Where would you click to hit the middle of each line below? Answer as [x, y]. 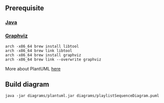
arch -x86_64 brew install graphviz [43, 55]
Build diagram [27, 84]
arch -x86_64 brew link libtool [39, 50]
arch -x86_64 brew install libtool [42, 46]
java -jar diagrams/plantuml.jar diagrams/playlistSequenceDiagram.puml [82, 96]
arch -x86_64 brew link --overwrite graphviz [53, 59]
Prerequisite [25, 8]
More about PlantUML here [33, 68]
